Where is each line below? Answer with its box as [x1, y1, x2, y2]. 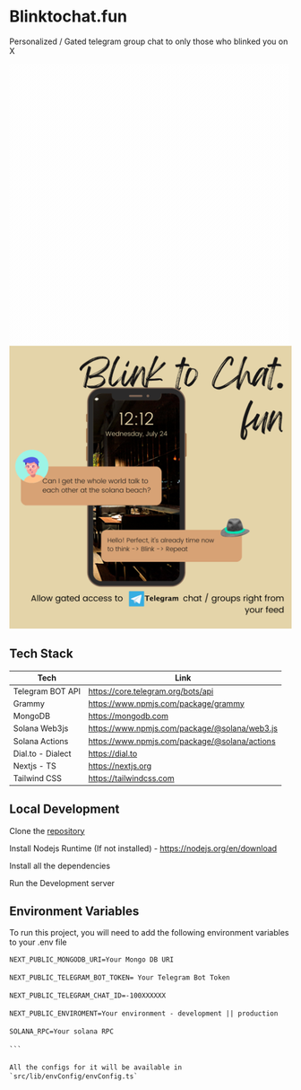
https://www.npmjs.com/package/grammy [88, 698, 245, 708]
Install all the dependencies [9, 860, 110, 871]
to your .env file [9, 936, 67, 948]
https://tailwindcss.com [88, 773, 175, 784]
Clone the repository [9, 825, 85, 836]
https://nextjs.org [88, 760, 152, 771]
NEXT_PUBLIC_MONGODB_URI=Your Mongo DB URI [9, 955, 175, 964]
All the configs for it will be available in [9, 1063, 182, 1072]
